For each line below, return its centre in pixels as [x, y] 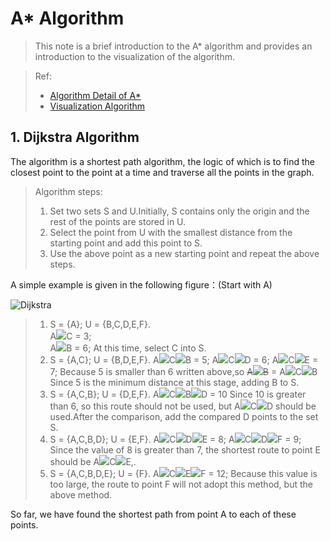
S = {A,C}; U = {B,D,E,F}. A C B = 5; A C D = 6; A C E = [184, 359]
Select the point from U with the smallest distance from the [171, 232]
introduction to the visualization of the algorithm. [135, 56]
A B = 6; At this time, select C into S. [128, 348]
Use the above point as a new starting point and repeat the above [184, 253]
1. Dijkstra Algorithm [75, 137]
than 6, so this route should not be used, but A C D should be [183, 406]
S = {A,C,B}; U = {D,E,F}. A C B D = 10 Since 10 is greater [178, 394]
